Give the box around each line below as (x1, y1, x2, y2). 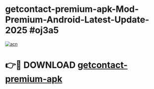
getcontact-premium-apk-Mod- (5, 3, 139, 15)
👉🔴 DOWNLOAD (5, 60, 76, 71)
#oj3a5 (29, 25, 59, 36)
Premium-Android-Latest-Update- (5, 14, 150, 25)
